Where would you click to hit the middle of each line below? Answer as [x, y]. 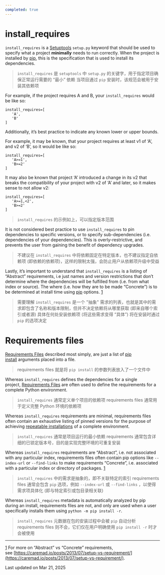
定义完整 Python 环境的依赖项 [52, 406]
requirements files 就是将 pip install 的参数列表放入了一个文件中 [84, 369]
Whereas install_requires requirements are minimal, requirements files [78, 416]
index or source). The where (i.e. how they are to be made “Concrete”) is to [81, 287]
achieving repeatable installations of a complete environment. [68, 426]
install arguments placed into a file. [41, 359]
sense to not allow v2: [27, 188]
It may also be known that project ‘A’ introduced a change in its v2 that [76, 177]
